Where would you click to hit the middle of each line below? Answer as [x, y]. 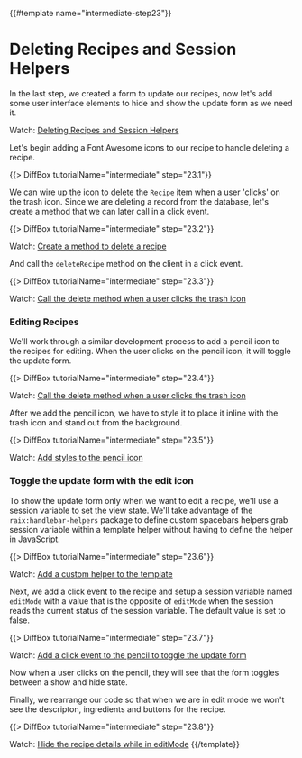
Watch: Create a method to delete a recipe [88, 246]
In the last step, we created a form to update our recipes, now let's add [141, 93]
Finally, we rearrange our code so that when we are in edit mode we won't [147, 699]
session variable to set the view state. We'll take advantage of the [131, 510]
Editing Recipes [44, 322]
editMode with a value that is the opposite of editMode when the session [142, 601]
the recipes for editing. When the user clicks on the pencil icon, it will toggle [150, 352]
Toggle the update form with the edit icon [101, 481]
